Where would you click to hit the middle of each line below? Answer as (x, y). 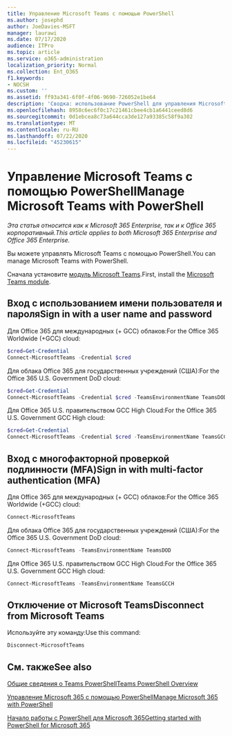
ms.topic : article (33, 53)
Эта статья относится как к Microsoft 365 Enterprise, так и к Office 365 (112, 225)
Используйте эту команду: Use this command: (74, 633)
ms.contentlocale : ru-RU (43, 130)
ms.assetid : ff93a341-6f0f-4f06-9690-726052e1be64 (81, 98)
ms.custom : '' (28, 91)
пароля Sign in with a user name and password (110, 314)
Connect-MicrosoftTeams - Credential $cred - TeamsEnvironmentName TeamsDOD (117, 397)
